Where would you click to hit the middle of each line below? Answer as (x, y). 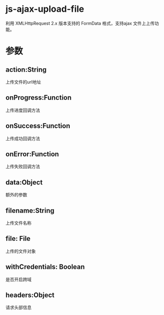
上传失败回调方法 (23, 167)
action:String (26, 70)
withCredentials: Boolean (45, 267)
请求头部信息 (18, 308)
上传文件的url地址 (23, 82)
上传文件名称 (18, 223)
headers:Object (30, 295)
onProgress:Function (39, 98)
